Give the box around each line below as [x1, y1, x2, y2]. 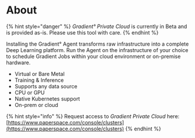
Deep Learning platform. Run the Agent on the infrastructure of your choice [6, 46, 189, 53]
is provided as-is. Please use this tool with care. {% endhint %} [6, 29, 159, 36]
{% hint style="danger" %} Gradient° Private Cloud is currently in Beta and [6, 23, 187, 30]
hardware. [6, 59, 31, 66]
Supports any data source [14, 82, 78, 89]
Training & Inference [14, 77, 64, 84]
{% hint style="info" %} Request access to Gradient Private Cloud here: [6, 112, 180, 120]
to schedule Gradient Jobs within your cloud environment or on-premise [6, 53, 181, 60]
